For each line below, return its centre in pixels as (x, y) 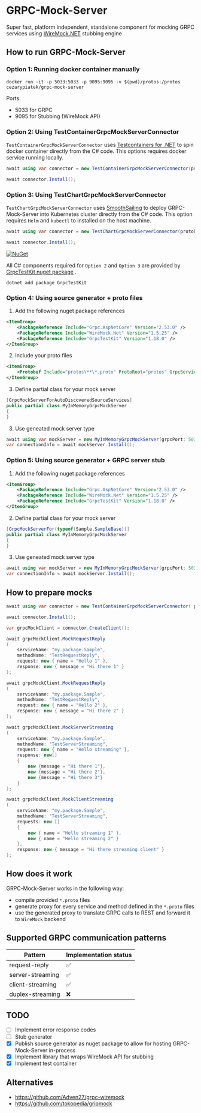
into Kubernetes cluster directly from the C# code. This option (116, 214)
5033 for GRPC (33, 110)
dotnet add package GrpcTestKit (46, 282)
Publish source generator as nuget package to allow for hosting (93, 1043)
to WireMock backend (40, 919)
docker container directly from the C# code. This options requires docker (96, 151)
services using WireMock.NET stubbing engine (64, 33)
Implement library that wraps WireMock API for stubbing (84, 1057)
